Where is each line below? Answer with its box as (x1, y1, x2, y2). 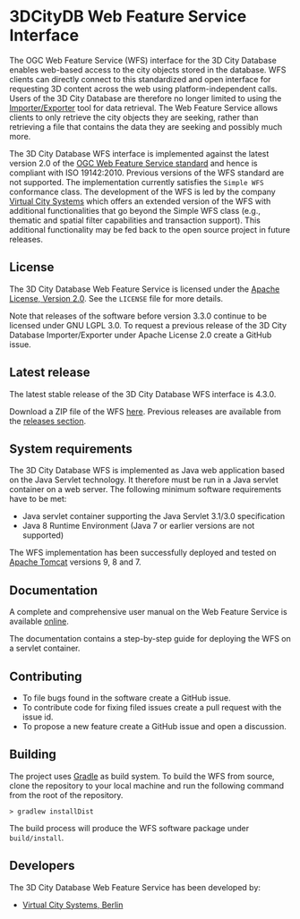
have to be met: (9, 494, 67, 505)
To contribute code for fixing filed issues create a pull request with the (21, 702, 282, 712)
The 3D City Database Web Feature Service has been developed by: (9, 881, 261, 892)
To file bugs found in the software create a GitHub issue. (21, 693, 231, 703)
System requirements (9, 441, 133, 456)
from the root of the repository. (9, 789, 124, 800)
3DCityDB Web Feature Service (9, 6, 247, 27)
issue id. (21, 711, 54, 722)
